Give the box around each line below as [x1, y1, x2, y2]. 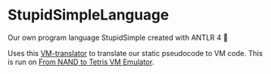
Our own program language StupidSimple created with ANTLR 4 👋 [7, 33, 229, 42]
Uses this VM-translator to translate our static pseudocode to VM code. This [7, 48, 263, 58]
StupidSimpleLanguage [7, 6, 170, 24]
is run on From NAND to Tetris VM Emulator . [7, 57, 155, 67]
